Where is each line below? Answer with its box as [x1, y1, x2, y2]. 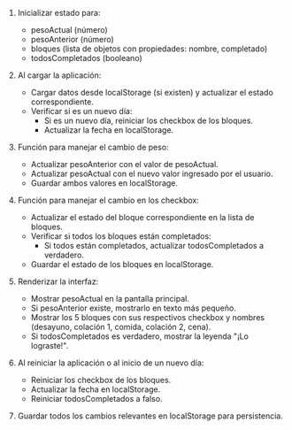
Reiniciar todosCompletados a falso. [30, 394, 163, 403]
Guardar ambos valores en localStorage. [30, 178, 179, 188]
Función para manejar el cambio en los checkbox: [17, 195, 199, 205]
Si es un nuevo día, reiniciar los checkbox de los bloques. [43, 115, 254, 126]
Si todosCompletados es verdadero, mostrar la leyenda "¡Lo [30, 331, 250, 342]
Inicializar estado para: [17, 8, 101, 18]
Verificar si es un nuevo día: [30, 106, 133, 116]
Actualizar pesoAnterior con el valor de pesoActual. [30, 159, 219, 169]
